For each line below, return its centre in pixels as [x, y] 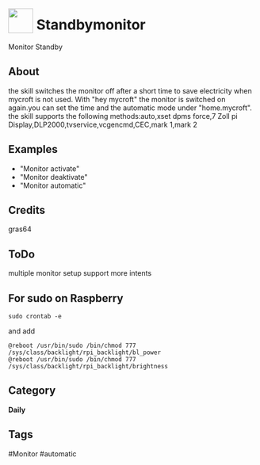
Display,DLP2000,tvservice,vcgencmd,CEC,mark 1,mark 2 [103, 124]
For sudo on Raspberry [66, 298]
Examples [33, 149]
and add [22, 331]
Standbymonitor [91, 25]
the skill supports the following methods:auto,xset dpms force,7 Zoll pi [123, 116]
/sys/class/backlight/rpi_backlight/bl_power [84, 353]
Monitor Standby [36, 47]
